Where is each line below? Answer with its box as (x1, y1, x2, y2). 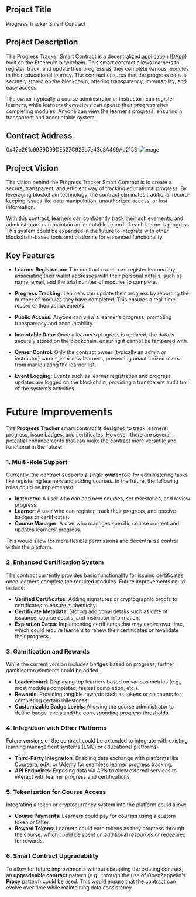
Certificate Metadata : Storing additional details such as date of (14, 608, 168, 615)
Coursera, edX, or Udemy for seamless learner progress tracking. (14, 761, 173, 768)
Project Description (6, 37, 78, 47)
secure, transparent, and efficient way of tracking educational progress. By (6, 185, 187, 192)
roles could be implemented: (6, 484, 75, 491)
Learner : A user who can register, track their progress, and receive (14, 507, 176, 514)
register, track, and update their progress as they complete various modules (6, 65, 189, 72)
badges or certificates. (14, 514, 70, 521)
